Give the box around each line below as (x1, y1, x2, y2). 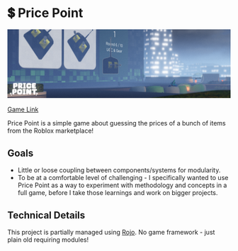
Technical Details (7, 209, 86, 221)
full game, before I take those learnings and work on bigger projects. (17, 189, 218, 197)
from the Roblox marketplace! (7, 126, 94, 135)
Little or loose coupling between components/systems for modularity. (17, 166, 221, 174)
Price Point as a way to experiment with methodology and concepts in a (17, 181, 227, 189)
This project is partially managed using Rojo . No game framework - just (7, 228, 215, 237)
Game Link (7, 105, 39, 114)
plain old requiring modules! (7, 235, 89, 244)
